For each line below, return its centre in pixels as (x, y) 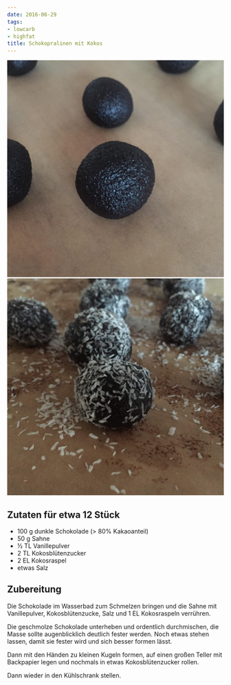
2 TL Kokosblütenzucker (52, 553)
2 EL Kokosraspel (42, 560)
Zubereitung (34, 590)
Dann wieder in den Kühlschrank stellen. (64, 675)
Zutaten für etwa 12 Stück (64, 515)
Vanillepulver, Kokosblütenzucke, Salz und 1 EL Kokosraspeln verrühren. (109, 613)
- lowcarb (21, 29)
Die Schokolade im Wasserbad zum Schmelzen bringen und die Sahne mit (112, 606)
